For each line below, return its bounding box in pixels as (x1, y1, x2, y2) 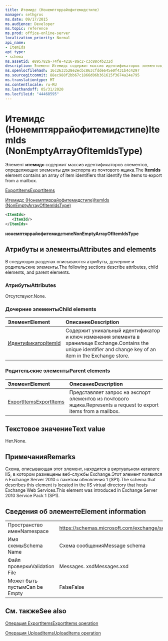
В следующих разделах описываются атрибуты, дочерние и (5, 258, 134, 264)
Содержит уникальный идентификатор (65, 327, 160, 334)
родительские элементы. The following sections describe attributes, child (5, 264, 158, 270)
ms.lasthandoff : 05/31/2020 (5, 86, 64, 92)
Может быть (7, 577, 38, 584)
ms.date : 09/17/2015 (5, 17, 48, 22)
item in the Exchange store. (65, 352, 129, 359)
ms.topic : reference (5, 26, 48, 31)
